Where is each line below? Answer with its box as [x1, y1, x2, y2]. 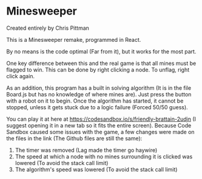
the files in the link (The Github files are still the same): [6, 135, 143, 142]
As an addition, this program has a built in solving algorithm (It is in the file [6, 84, 192, 92]
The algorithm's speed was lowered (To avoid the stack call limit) [15, 166, 178, 173]
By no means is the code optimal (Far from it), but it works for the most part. [6, 47, 197, 55]
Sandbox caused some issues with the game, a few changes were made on [6, 128, 195, 135]
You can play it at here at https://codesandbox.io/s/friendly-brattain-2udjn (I [6, 115, 196, 123]
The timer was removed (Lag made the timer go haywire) [15, 146, 158, 154]
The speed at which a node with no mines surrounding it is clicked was [15, 153, 193, 160]
